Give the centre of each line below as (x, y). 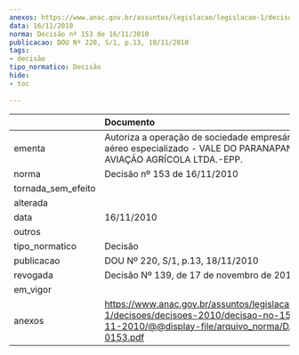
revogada (33, 275)
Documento (130, 122)
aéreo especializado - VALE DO (171, 148)
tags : (19, 51)
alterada (31, 203)
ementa (30, 148)
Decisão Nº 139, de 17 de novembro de (188, 275)
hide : (19, 76)
